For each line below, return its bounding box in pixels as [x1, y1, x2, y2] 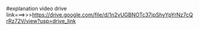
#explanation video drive [6, 5, 67, 12]
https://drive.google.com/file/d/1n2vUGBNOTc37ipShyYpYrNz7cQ [32, 11, 194, 18]
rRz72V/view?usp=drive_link [6, 18, 76, 24]
